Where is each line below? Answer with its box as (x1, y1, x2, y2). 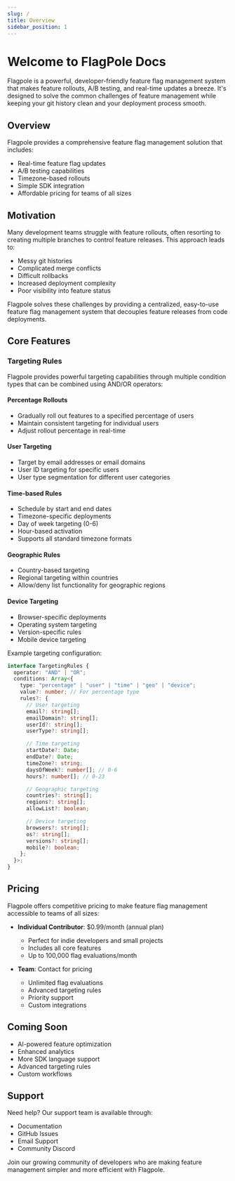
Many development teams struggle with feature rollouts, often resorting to (7, 227, 221, 236)
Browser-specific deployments (17, 612, 107, 621)
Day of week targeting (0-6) (17, 520, 99, 528)
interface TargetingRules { (7, 662, 90, 669)
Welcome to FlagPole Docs (7, 53, 166, 70)
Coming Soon (7, 1021, 68, 1033)
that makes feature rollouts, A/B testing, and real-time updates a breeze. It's (7, 84, 227, 93)
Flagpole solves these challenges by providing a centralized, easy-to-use (7, 300, 220, 308)
